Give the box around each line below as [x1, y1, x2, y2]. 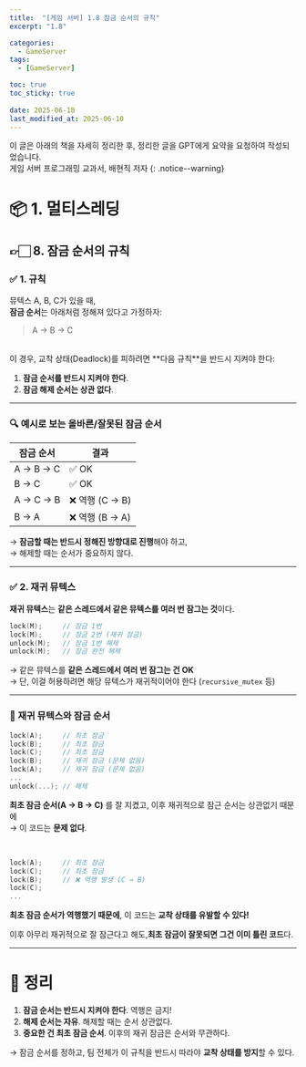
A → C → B [14, 493, 61, 506]
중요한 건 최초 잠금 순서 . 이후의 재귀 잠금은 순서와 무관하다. [22, 1028, 230, 1039]
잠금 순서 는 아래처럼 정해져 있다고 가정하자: [9, 306, 162, 317]
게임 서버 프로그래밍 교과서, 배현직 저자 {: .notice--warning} [9, 163, 225, 174]
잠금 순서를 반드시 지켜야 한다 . [22, 373, 129, 384]
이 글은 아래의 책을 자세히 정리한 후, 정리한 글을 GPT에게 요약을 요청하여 [9, 140, 266, 151]
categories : [9, 38, 55, 47]
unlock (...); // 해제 [9, 782, 88, 791]
